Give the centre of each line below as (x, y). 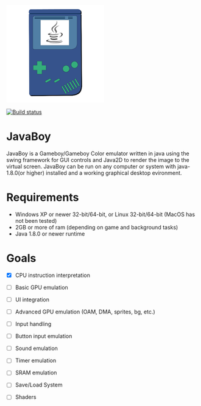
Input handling (33, 324)
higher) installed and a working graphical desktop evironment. (104, 173)
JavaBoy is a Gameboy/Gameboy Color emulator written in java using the (98, 153)
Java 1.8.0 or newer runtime (50, 234)
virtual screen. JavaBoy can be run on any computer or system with (91, 166)
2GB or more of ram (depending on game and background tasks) (97, 227)
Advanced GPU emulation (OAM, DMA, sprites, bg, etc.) (85, 312)
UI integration (32, 299)
